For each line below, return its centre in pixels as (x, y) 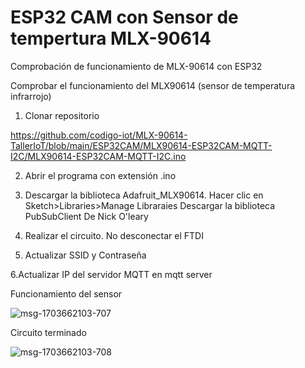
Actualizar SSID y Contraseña (85, 255)
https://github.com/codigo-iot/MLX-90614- (99, 135)
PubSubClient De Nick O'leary (86, 216)
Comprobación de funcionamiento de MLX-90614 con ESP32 (136, 66)
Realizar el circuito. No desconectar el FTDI (114, 235)
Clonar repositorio (62, 115)
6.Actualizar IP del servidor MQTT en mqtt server (111, 274)
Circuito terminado (48, 332)
